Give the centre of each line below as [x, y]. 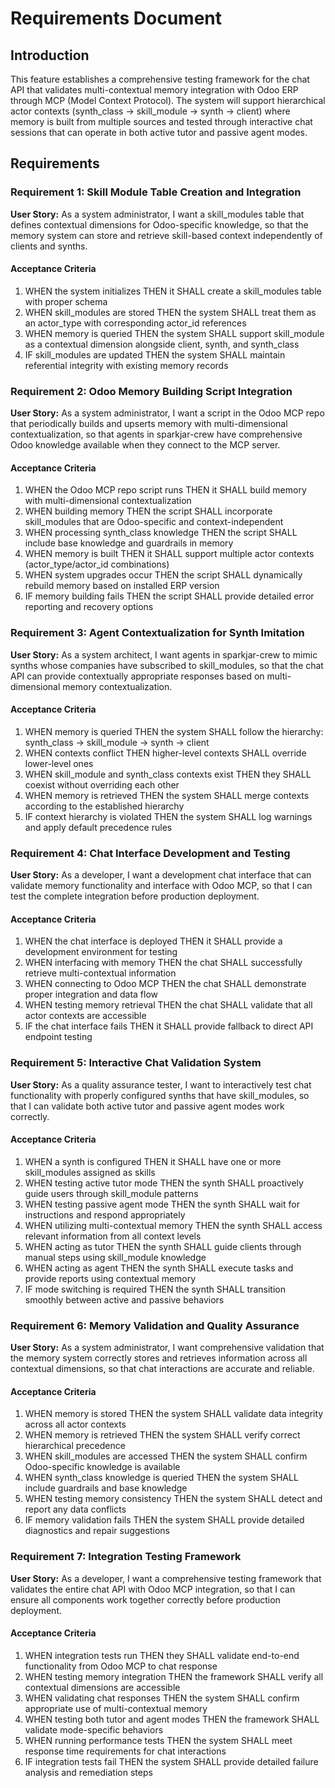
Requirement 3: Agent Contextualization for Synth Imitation [157, 633]
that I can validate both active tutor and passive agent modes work [147, 1106]
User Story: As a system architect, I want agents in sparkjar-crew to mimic [164, 654]
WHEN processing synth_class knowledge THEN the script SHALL [161, 533]
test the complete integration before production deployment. [135, 896]
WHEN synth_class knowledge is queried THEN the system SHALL [161, 1478]
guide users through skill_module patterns [111, 1193]
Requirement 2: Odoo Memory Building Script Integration [151, 391]
